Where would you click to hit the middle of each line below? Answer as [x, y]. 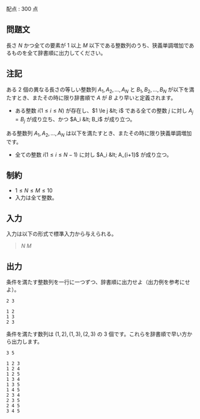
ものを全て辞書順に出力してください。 [59, 52]
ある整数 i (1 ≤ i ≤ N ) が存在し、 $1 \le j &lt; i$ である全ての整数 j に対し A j [104, 112]
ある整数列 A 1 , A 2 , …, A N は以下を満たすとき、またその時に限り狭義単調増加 [99, 134]
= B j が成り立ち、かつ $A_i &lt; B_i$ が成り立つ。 [75, 120]
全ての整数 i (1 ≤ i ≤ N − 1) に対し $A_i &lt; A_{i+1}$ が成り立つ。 [93, 154]
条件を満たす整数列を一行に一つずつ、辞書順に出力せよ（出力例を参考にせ [98, 282]
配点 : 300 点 [22, 9]
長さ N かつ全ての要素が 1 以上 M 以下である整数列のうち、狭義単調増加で [98, 45]
